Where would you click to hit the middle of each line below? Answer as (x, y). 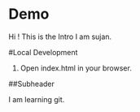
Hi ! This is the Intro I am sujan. (60, 37)
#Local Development (43, 52)
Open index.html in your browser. (76, 68)
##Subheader (32, 84)
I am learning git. (37, 99)
